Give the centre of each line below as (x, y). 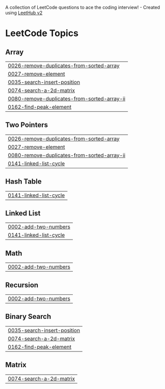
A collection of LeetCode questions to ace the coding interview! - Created (83, 7)
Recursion (22, 285)
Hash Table (23, 182)
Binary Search (28, 317)
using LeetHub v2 (24, 13)
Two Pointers (27, 125)
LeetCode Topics (42, 33)
